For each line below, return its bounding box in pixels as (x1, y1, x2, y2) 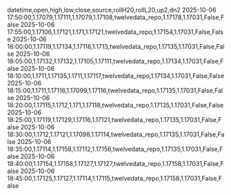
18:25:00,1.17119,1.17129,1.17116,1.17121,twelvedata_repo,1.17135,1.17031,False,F (7, 116, 222, 123)
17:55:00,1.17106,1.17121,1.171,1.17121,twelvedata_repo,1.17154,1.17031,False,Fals (7, 28, 224, 36)
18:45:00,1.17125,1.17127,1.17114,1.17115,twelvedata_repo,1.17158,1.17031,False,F (7, 174, 223, 182)
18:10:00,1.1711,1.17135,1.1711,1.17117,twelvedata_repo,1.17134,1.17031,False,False (7, 72, 225, 80)
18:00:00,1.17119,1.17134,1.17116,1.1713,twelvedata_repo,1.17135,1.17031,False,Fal (7, 43, 225, 50)
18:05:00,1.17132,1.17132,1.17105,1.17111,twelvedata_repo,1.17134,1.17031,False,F (7, 57, 224, 65)
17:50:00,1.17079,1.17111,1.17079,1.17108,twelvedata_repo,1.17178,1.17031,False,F (7, 13, 225, 21)
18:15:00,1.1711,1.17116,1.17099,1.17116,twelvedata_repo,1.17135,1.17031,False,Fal (7, 86, 223, 94)
